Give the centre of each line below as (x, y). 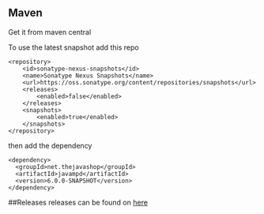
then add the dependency (50, 145)
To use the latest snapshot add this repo (74, 47)
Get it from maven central (50, 32)
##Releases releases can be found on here (78, 202)
